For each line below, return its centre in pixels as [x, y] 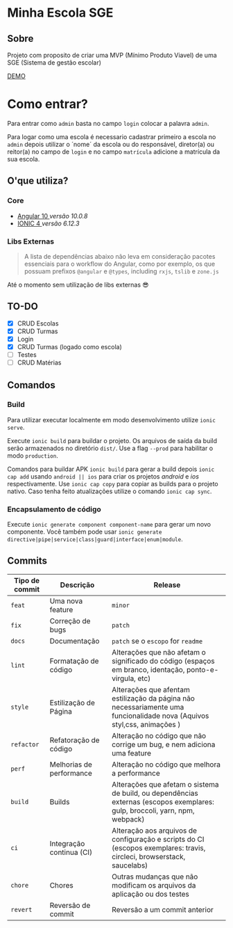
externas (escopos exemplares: [163, 801]
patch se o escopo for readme [157, 641]
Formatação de [74, 661]
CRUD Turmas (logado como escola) [70, 346]
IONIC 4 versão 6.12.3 [48, 223]
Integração [67, 843]
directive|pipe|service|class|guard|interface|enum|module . [95, 539]
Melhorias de [71, 765]
